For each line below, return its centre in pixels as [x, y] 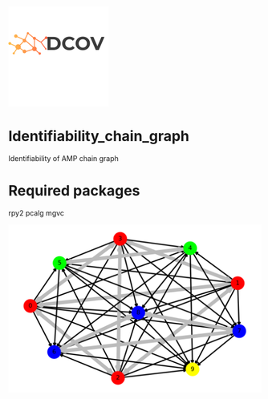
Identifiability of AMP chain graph [63, 158]
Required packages [74, 191]
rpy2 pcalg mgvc [37, 213]
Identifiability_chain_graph [99, 137]
